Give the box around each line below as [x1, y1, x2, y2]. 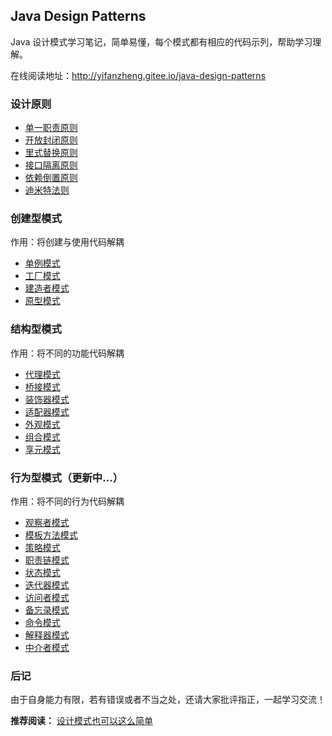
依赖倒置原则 [24, 172, 78, 184]
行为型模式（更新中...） [10, 470, 123, 484]
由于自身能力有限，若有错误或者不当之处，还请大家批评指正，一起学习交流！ [10, 694, 326, 706]
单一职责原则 [24, 122, 78, 134]
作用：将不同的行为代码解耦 [10, 495, 125, 507]
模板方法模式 [24, 529, 78, 541]
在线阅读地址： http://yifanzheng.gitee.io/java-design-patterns [10, 69, 267, 81]
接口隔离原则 [24, 159, 78, 171]
